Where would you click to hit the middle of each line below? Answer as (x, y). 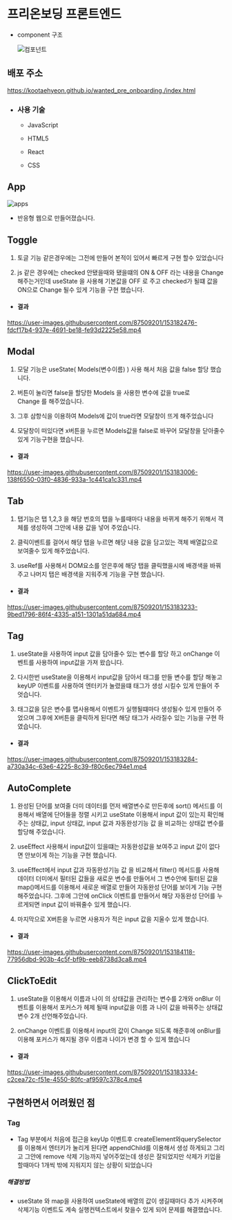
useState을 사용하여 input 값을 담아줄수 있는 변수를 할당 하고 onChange (115, 654)
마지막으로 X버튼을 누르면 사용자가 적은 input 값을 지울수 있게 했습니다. (113, 919)
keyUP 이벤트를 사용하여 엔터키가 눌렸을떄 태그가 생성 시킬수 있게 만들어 (115, 685)
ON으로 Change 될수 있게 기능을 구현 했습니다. (81, 289)
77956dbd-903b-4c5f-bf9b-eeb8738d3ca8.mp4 (77, 959)
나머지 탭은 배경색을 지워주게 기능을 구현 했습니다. (97, 574)
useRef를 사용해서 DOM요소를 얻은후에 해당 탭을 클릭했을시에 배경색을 (113, 565)
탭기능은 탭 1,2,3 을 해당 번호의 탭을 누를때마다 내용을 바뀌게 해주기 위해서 (117, 519)
